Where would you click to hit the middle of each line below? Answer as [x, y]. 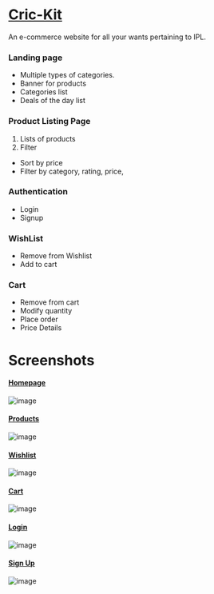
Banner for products [53, 84]
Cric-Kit [35, 15]
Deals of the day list [53, 101]
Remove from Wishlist [56, 256]
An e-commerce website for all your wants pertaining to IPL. [107, 37]
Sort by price [41, 162]
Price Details [41, 328]
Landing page [36, 58]
